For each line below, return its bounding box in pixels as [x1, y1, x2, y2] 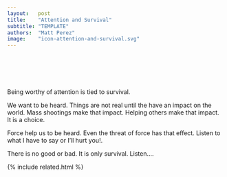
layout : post [7, 10, 51, 17]
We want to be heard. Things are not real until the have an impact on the [7, 101, 212, 110]
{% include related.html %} [7, 163, 84, 172]
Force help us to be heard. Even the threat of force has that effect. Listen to [7, 129, 221, 137]
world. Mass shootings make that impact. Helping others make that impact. [7, 108, 219, 117]
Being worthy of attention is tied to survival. [7, 88, 131, 96]
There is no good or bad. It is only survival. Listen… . [7, 150, 154, 158]
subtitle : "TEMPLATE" [7, 23, 69, 29]
